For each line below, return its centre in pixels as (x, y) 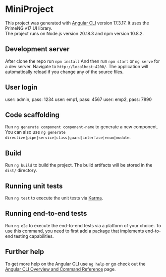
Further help (25, 252)
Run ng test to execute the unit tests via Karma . (54, 198)
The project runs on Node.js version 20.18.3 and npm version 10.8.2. (75, 33)
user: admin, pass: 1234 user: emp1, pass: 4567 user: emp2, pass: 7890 (79, 99)
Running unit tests (34, 186)
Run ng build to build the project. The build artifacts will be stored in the (79, 165)
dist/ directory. (21, 171)
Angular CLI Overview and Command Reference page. (60, 269)
